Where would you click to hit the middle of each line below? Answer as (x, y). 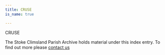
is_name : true (20, 14)
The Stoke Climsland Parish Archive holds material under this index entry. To (83, 42)
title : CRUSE (18, 10)
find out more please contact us (37, 47)
